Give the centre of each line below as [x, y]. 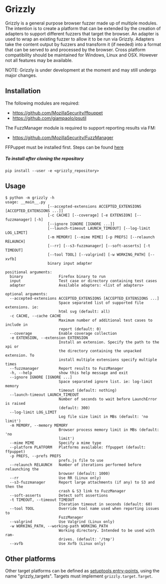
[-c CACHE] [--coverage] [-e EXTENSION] [90, 215]
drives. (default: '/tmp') [86, 539]
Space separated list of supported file [101, 303]
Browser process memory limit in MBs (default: [109, 430]
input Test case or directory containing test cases [83, 281]
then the [14, 486]
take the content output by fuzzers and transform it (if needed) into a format [83, 44]
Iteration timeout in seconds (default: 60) [106, 504]
